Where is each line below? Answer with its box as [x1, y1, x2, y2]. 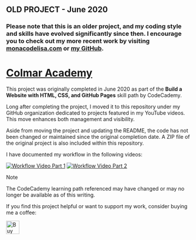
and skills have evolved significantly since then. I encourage [6, 29, 182, 38]
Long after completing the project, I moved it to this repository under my [6, 103, 181, 111]
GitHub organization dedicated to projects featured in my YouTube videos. [6, 109, 185, 116]
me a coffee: [6, 209, 37, 216]
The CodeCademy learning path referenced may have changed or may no [6, 185, 185, 192]
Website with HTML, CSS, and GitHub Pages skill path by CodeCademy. [6, 92, 182, 99]
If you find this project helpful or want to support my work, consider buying [6, 203, 188, 210]
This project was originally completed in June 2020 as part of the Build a [6, 85, 183, 93]
